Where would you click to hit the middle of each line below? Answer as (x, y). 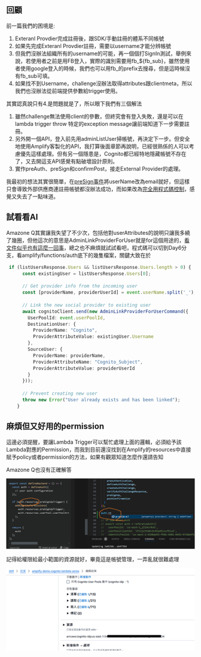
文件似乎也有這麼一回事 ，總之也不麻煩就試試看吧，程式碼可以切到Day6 (94, 247)
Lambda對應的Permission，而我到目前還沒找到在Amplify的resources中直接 (99, 449)
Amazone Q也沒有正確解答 (39, 470)
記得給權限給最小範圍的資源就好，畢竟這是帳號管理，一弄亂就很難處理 (93, 559)
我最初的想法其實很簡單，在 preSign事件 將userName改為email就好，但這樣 (98, 181)
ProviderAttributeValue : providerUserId (84, 368)
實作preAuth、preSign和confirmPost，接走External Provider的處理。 (99, 168)
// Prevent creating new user (60, 393)
